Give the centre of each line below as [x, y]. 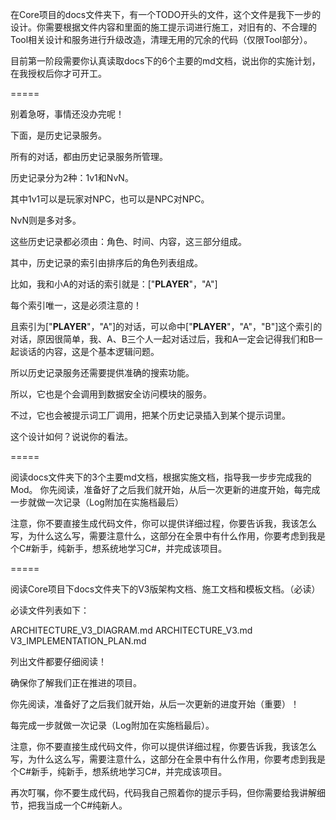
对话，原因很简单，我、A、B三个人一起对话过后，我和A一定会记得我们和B [162, 339]
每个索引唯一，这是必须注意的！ [76, 305]
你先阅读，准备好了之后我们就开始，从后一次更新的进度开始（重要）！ [155, 704]
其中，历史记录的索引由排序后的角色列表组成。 [106, 262]
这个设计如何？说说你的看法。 [71, 436]
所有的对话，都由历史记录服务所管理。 [89, 156]
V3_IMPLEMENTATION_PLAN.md [78, 641]
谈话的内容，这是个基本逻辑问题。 [89, 351]
